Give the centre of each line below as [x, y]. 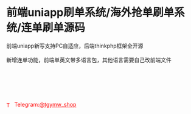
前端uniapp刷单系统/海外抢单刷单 [90, 12]
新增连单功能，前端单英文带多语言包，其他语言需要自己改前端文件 [89, 60]
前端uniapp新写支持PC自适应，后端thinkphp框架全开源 [75, 46]
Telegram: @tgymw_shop [45, 104]
